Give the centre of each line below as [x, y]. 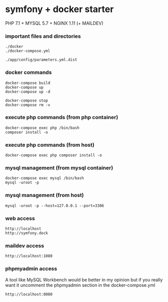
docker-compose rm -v [28, 105]
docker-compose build [28, 83]
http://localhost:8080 [29, 294]
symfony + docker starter [59, 9]
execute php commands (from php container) [62, 118]
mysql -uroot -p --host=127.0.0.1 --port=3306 [55, 206]
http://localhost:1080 [29, 256]
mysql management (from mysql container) [59, 168]
